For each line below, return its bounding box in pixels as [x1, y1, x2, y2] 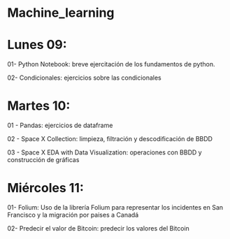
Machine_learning [7, 5, 115, 21]
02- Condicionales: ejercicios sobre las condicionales [7, 73, 162, 82]
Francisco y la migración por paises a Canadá [7, 211, 139, 219]
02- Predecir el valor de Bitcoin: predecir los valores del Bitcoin [7, 224, 190, 232]
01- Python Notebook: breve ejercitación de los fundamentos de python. [7, 60, 215, 68]
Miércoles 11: [7, 180, 84, 196]
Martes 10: [7, 98, 71, 114]
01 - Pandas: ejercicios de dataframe [7, 121, 113, 130]
